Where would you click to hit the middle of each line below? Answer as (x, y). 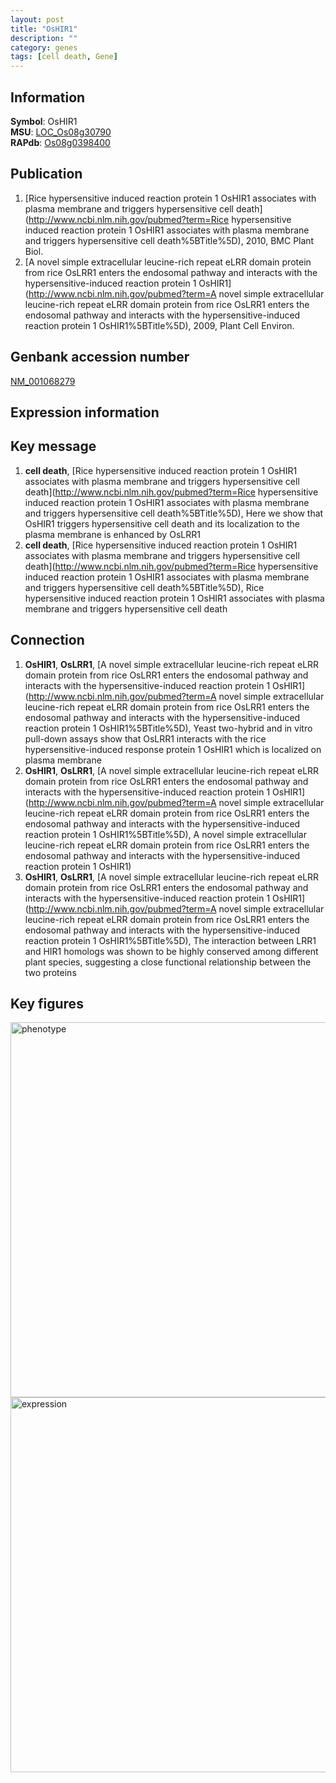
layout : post (37, 19)
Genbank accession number (100, 357)
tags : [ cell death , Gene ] (64, 57)
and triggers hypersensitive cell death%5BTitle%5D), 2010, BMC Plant (169, 240)
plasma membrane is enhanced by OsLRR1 (112, 534)
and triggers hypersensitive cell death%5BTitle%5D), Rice (144, 587)
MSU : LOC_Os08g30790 (61, 132)
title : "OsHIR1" (44, 29)
